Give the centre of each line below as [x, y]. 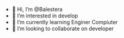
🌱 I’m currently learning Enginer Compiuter [65, 22]
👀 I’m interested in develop [45, 16]
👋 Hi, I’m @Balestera [37, 9]
